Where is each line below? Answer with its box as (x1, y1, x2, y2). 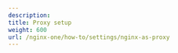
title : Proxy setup (8, 19, 72, 26)
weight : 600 (8, 26, 47, 34)
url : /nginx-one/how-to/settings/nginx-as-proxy (8, 33, 170, 41)
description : (8, 11, 51, 19)
